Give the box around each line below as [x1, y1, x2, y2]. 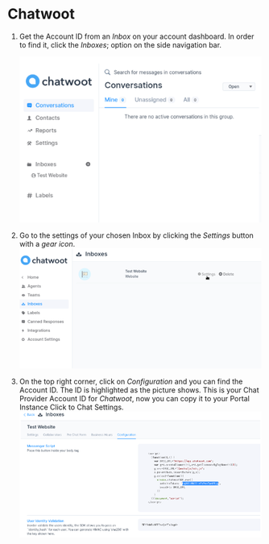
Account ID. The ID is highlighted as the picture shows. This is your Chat [19, 384, 259, 395]
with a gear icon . [19, 239, 76, 248]
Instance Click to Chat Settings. [19, 402, 124, 412]
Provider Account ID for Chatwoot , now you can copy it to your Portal [19, 393, 250, 403]
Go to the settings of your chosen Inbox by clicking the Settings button [19, 230, 255, 240]
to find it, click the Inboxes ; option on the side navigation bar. [19, 39, 222, 49]
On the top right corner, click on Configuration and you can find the [19, 376, 243, 386]
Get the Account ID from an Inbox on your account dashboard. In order [19, 31, 255, 41]
